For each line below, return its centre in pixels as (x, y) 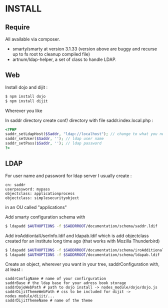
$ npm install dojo (25, 96)
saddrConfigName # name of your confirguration (56, 279)
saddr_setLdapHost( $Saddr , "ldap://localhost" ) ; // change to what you (81, 134)
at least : (14, 269)
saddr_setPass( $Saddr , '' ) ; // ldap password (53, 143)
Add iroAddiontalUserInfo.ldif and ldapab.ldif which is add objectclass (77, 235)
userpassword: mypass (28, 189)
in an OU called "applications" (36, 207)
